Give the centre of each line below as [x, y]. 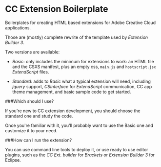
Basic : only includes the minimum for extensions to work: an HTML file [83, 61]
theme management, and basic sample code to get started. [71, 92]
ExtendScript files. [30, 72]
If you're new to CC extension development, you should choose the [73, 111]
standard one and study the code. [39, 116]
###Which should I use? [30, 101]
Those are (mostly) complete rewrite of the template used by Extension [77, 37]
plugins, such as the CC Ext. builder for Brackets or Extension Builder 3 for [80, 155]
